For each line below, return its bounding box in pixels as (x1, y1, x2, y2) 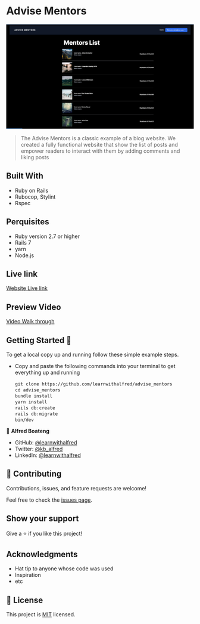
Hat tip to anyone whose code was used (14, 565, 114, 572)
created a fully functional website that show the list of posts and (20, 141, 179, 148)
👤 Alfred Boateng (6, 428, 49, 435)
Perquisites (6, 217, 49, 227)
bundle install (14, 393, 53, 399)
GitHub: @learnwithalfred (14, 439, 77, 446)
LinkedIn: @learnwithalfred (14, 452, 82, 459)
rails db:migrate (14, 411, 58, 417)
